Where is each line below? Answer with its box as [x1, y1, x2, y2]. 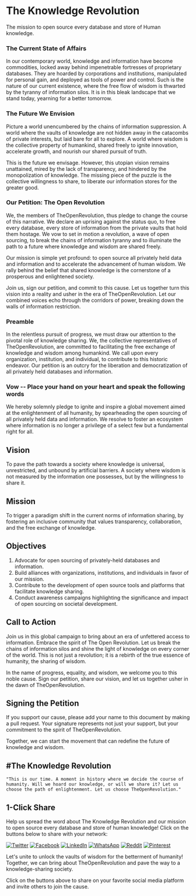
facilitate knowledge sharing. [14, 588, 85, 595]
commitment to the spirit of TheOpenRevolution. [6, 726, 122, 733]
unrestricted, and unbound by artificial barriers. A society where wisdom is [6, 467, 185, 474]
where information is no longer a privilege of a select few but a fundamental [6, 422, 188, 429]
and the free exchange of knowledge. [6, 524, 96, 531]
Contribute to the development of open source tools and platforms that [14, 581, 185, 589]
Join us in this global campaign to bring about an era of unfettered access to [6, 633, 190, 640]
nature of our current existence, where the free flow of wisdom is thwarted [6, 83, 185, 90]
